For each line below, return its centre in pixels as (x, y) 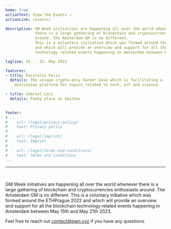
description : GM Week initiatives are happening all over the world (79, 28)
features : (16, 71)
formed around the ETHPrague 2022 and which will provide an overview (81, 201)
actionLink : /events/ (28, 19)
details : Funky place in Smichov (45, 99)
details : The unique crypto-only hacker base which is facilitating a (86, 80)
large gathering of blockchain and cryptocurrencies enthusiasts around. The (85, 190)
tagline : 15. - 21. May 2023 (36, 62)
